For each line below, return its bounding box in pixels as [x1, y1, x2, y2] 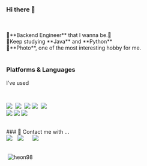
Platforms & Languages [6, 66, 76, 74]
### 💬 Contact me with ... [6, 128, 70, 135]
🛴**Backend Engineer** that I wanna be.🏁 [6, 32, 112, 39]
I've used [6, 79, 29, 86]
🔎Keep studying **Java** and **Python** [6, 38, 113, 45]
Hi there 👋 [6, 5, 36, 14]
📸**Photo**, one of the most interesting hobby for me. [6, 44, 142, 51]
